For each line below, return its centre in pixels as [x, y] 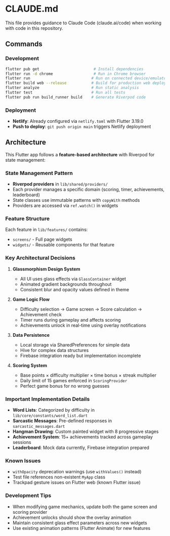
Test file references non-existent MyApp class [59, 477]
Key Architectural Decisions [40, 258]
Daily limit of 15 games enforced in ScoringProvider [74, 380]
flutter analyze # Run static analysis [72, 88]
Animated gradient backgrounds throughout [66, 284]
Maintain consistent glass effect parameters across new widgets [80, 523]
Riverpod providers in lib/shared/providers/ [60, 184]
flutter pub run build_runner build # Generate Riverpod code [75, 97]
